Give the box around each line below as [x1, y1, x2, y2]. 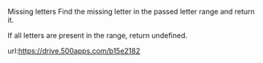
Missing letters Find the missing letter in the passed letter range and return [7, 7, 255, 16]
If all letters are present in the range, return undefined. [7, 31, 188, 40]
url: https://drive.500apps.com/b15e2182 [7, 46, 141, 55]
